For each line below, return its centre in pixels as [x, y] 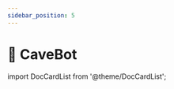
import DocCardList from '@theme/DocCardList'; [87, 76]
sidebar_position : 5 [42, 15]
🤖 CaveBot [42, 54]
